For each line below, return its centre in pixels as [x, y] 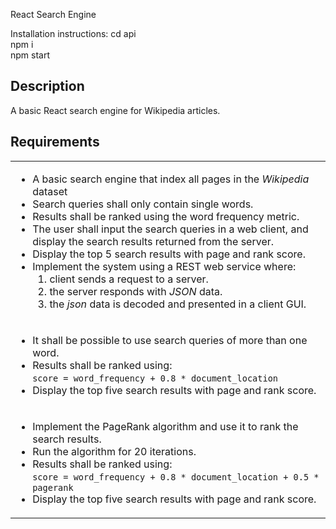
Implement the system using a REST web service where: [164, 266]
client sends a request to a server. [129, 279]
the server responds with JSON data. [136, 291]
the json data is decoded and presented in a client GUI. [178, 304]
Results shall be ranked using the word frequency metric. [166, 216]
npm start [30, 55]
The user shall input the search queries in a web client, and [170, 229]
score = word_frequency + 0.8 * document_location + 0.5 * [176, 477]
